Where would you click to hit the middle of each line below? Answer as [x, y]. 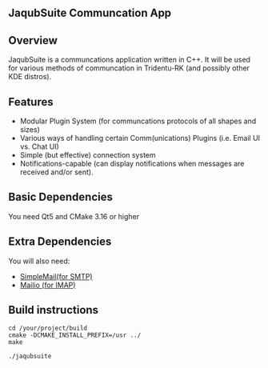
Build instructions [53, 310]
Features [31, 102]
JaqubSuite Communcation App [90, 13]
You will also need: [39, 261]
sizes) [30, 130]
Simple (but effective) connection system [88, 155]
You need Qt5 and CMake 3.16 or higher [74, 216]
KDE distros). [30, 77]
